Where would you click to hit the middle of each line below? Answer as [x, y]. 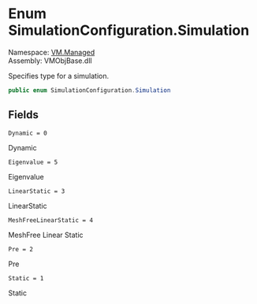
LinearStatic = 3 [37, 191]
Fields [24, 115]
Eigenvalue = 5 [33, 162]
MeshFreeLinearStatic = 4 [50, 220]
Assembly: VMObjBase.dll [50, 61]
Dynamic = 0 [28, 133]
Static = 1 [26, 278]
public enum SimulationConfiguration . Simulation [89, 90]
